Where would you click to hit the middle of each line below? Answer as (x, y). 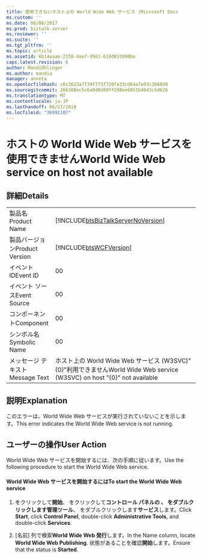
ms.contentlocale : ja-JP (37, 101)
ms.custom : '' (24, 17)
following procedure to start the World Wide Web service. (78, 467)
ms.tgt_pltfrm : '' (29, 46)
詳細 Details (28, 196)
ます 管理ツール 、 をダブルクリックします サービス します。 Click (114, 510)
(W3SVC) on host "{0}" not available (106, 378)
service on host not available (80, 172)
